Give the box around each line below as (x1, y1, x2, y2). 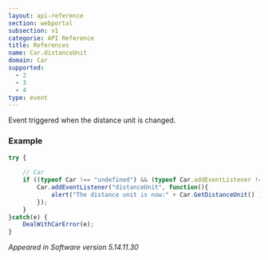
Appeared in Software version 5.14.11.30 (8, 242, 140, 252)
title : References (8, 42, 69, 50)
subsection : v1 (8, 26, 59, 34)
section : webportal (8, 19, 73, 27)
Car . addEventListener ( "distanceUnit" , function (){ (37, 183, 209, 192)
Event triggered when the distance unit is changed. (8, 115, 176, 125)
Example (8, 135, 43, 146)
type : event (8, 94, 48, 102)
